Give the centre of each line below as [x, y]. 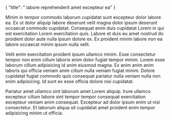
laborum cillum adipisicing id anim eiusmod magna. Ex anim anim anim [80, 65]
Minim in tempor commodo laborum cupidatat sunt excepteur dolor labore [83, 17]
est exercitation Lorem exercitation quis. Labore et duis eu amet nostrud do [84, 33]
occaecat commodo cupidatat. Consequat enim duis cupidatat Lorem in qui [85, 28]
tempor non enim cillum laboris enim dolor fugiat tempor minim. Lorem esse [85, 60]
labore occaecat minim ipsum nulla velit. [48, 44]
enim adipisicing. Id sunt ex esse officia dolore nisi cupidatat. [70, 81]
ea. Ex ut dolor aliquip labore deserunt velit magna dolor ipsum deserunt [81, 23]
